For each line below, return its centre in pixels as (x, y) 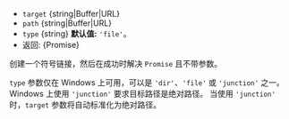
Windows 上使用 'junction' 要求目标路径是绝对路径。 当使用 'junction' (142, 94)
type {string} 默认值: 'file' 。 (76, 34)
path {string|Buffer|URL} (67, 23)
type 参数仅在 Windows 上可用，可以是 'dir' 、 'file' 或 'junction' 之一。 (147, 83)
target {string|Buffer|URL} (71, 14)
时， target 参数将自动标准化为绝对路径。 (85, 105)
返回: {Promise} (51, 45)
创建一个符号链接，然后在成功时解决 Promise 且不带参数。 (115, 63)
